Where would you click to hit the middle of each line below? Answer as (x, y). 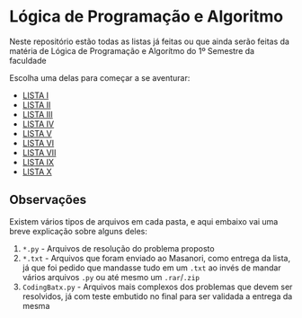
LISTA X (37, 172)
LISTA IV (38, 124)
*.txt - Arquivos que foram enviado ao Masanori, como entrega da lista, (156, 258)
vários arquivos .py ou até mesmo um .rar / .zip (111, 277)
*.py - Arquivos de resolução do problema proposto (118, 248)
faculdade (28, 60)
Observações (48, 200)
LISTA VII (39, 152)
